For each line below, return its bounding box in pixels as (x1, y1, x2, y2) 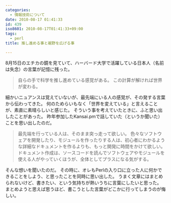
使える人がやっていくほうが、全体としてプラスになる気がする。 (17, 156, 152, 162)
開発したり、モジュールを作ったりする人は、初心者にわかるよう (31, 137, 165, 143)
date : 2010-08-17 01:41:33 (5, 17, 63, 22)
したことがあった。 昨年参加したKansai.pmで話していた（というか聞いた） (5, 113, 163, 119)
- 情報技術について (10, 12, 45, 17)
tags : (5, 31, 17, 36)
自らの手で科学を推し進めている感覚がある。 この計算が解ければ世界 (17, 77, 162, 83)
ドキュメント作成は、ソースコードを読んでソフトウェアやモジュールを (17, 149, 165, 156)
